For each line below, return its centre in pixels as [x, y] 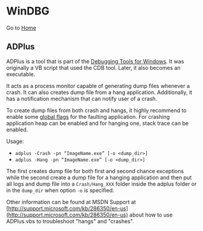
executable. [21, 74]
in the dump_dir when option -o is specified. [60, 190]
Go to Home [21, 28]
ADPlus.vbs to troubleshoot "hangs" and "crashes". [70, 221]
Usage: [15, 141]
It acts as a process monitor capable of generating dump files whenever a [98, 86]
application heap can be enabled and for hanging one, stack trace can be [98, 123]
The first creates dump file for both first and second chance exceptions [95, 171]
